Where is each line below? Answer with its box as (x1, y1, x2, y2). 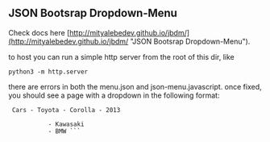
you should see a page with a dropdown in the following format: (8, 90, 220, 100)
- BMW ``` (48, 127, 81, 136)
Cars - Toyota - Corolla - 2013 (11, 106, 121, 114)
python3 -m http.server (8, 68, 89, 76)
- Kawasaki (48, 120, 85, 128)
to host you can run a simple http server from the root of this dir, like (8, 52, 235, 61)
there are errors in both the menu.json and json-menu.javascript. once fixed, (8, 81, 262, 91)
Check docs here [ (8, 27, 70, 37)
